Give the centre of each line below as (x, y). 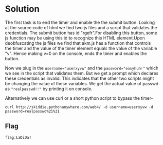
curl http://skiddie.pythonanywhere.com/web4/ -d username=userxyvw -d (79, 107)
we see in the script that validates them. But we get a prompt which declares (82, 73)
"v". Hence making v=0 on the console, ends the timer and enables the (76, 53)
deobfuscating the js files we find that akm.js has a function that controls (78, 43)
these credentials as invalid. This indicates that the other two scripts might (80, 78)
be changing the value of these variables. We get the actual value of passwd (82, 83)
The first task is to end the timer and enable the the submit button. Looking (80, 22)
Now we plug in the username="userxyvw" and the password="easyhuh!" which (82, 68)
